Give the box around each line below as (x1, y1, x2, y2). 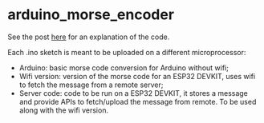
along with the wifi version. (18, 105, 109, 115)
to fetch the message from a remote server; (18, 80, 164, 89)
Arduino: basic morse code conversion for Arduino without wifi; (18, 62, 229, 73)
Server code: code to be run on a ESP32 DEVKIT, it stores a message (18, 88, 248, 97)
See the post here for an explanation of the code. (7, 32, 170, 42)
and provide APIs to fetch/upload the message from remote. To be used (18, 97, 257, 106)
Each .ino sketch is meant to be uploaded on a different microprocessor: (7, 47, 246, 57)
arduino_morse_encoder (7, 6, 174, 24)
